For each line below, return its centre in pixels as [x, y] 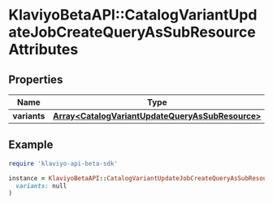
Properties [36, 79]
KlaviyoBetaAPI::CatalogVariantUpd [133, 15]
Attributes [43, 50]
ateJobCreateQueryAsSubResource [132, 32]
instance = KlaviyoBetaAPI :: [58, 178]
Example [31, 145]
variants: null [41, 186]
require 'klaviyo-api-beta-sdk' [63, 163]
